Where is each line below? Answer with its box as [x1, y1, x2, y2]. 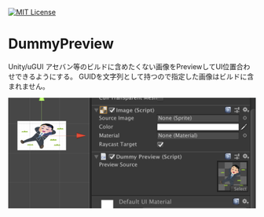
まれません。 [8, 81, 49, 90]
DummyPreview [8, 35, 114, 53]
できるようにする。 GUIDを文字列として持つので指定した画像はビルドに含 [14, 72, 255, 81]
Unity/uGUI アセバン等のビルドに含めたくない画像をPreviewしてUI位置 [8, 61, 237, 71]
